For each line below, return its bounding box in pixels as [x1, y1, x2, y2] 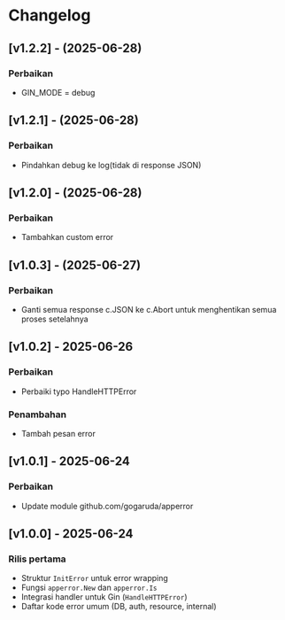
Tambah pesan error [20, 428, 96, 438]
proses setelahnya [20, 314, 89, 324]
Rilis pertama [8, 553, 67, 565]
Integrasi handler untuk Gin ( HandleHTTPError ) [20, 592, 188, 602]
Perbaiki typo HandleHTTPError [20, 386, 137, 397]
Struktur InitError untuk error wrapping [20, 573, 169, 584]
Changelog [8, 5, 91, 26]
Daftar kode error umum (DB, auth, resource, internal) [20, 601, 218, 612]
